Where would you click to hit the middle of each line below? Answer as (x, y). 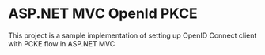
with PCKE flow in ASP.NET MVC (62, 43)
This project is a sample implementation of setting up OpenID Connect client (132, 35)
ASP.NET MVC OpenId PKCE (103, 14)
